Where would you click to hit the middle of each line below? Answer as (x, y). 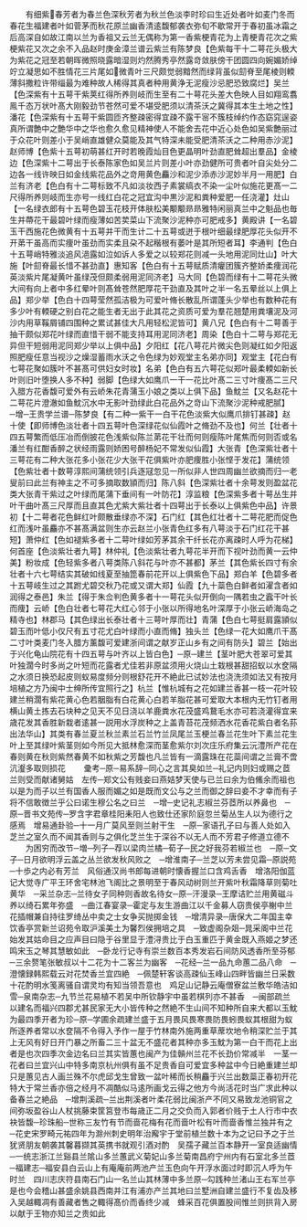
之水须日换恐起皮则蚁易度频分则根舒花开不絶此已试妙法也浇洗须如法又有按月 (153, 677)
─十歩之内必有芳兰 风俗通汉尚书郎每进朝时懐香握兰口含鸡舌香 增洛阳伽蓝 (152, 871)
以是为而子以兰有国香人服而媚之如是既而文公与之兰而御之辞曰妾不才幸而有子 (153, 791)
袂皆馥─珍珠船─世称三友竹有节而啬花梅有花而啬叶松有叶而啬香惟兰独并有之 (151, 1122)
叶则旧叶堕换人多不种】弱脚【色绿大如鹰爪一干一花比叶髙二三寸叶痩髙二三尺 (153, 380)
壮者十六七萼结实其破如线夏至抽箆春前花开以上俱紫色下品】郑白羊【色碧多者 (153, 574)
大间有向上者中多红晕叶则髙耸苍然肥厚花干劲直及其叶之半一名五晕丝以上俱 (149, 288)
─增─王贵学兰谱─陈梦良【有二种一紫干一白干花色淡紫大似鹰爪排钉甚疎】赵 (150, 414)
